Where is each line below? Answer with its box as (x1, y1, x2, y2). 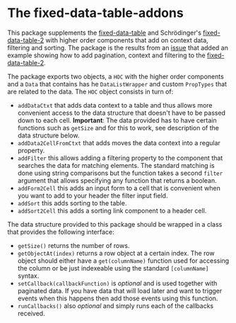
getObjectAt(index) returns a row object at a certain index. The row (17, 249, 215, 257)
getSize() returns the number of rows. (17, 241, 130, 249)
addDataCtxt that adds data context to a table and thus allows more (17, 101, 213, 109)
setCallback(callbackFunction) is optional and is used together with (17, 278, 218, 288)
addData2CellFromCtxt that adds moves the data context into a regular (17, 138, 221, 147)
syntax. (17, 271, 40, 280)
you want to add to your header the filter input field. (17, 191, 168, 200)
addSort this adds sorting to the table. (17, 198, 127, 207)
